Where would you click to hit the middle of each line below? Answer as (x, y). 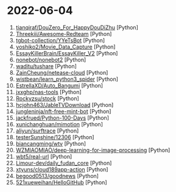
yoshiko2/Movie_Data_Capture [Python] (65, 47)
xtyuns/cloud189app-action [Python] (62, 169)
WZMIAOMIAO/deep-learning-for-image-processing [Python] (93, 150)
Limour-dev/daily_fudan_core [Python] (64, 163)
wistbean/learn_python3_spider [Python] (67, 79)
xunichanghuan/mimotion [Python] (59, 124)
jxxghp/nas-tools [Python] (48, 92)
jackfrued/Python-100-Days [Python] (62, 118)
